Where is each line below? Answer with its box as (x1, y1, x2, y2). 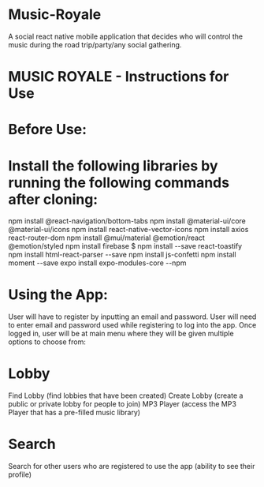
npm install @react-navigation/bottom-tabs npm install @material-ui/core (8, 216, 246, 226)
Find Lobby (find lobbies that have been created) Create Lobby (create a (8, 391, 244, 400)
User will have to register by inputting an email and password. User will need (8, 312, 257, 321)
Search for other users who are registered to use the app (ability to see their (8, 462, 255, 471)
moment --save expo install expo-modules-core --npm (8, 258, 187, 268)
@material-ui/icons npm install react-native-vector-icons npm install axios (8, 225, 249, 234)
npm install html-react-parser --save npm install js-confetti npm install (8, 250, 236, 260)
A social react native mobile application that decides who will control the (8, 32, 244, 41)
